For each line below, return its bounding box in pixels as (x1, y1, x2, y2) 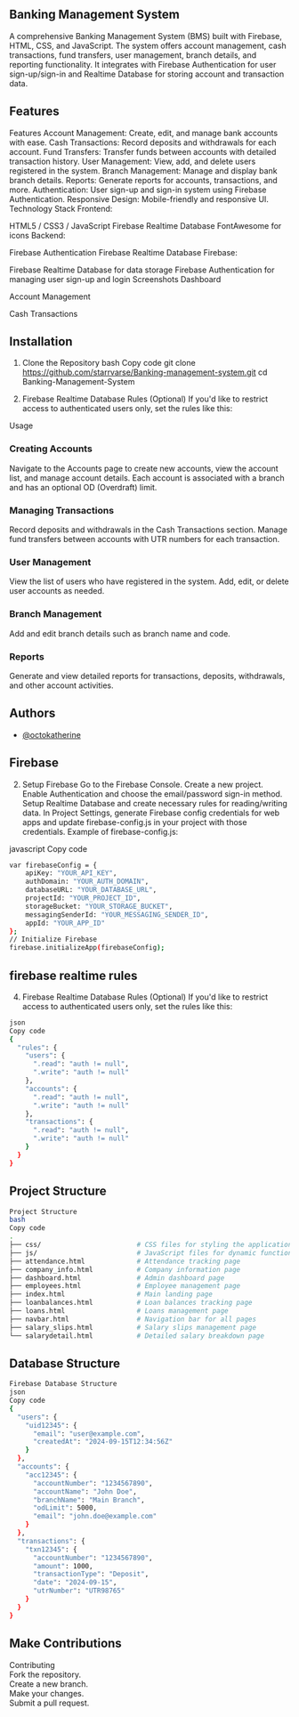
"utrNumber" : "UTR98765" (32, 1586, 125, 1596)
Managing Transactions (9, 504, 114, 516)
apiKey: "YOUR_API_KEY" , (25, 869, 117, 878)
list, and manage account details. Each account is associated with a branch (9, 472, 285, 483)
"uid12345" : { (25, 1421, 77, 1429)
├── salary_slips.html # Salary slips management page (9, 1323, 256, 1332)
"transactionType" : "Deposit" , (32, 1570, 149, 1579)
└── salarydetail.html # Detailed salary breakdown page (9, 1331, 265, 1340)
